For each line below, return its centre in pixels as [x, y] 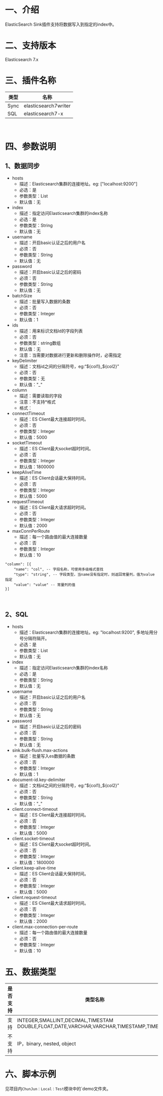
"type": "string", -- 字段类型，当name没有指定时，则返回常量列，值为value [84, 574]
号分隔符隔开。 [34, 638]
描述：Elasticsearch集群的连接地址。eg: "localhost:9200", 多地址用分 [88, 632]
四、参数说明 [31, 147]
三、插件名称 [31, 81]
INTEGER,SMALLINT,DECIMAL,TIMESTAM [65, 1020]
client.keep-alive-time [34, 868]
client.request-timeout [34, 897]
